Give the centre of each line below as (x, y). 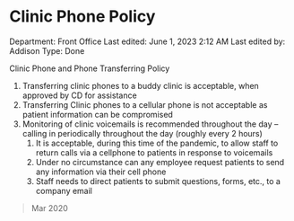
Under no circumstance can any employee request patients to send (160, 162)
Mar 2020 (50, 208)
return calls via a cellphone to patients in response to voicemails (154, 152)
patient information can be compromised (97, 114)
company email (64, 190)
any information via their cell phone (101, 172)
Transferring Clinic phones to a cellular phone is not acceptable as (145, 104)
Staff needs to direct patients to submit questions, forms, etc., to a (158, 181)
